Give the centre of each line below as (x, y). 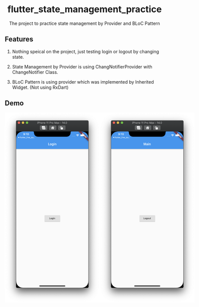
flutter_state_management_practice (85, 9)
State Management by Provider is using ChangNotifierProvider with (82, 66)
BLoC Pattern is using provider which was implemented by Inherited (83, 82)
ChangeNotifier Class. (35, 72)
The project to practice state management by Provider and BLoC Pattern (85, 23)
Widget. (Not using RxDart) (40, 87)
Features (19, 39)
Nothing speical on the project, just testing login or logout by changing (86, 51)
